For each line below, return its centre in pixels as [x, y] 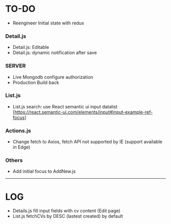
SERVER [16, 66]
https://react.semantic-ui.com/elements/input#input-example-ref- [84, 112]
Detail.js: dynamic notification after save [55, 53]
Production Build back [36, 82]
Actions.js [18, 130]
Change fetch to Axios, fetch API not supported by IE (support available [88, 142]
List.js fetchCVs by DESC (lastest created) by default [68, 216]
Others [14, 160]
